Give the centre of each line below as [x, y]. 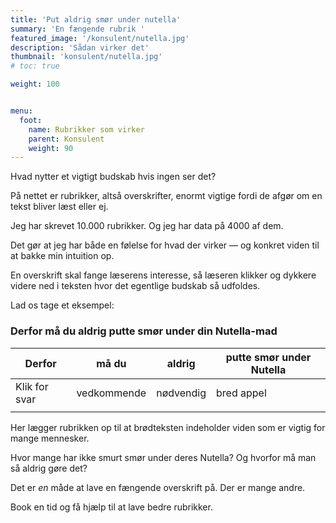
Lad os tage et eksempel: [62, 305]
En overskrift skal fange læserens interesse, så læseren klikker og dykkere [163, 275]
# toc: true [35, 66]
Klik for [32, 386]
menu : [21, 111]
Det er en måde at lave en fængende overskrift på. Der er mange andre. [158, 487]
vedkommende [111, 393]
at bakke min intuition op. [62, 256]
